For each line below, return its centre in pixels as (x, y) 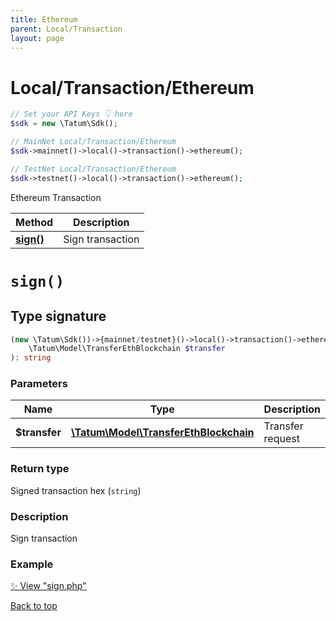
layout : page (37, 38)
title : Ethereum (44, 19)
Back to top (34, 606)
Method (34, 222)
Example (32, 564)
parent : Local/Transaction (66, 29)
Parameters (39, 384)
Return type (40, 469)
